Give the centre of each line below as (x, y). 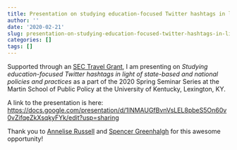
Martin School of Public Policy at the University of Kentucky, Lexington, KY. (116, 89)
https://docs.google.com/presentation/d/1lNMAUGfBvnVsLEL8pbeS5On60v (117, 110)
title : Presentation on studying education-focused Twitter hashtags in (116, 14)
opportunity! (25, 139)
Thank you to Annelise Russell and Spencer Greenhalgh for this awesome (114, 131)
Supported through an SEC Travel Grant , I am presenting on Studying (108, 67)
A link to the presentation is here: (55, 102)
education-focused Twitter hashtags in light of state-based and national (113, 74)
